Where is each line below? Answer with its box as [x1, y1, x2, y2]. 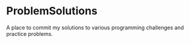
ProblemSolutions [6, 4, 98, 18]
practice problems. [6, 30, 53, 37]
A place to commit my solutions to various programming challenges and [6, 24, 185, 31]
